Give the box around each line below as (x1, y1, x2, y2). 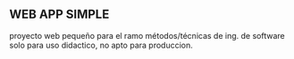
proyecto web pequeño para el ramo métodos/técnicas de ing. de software (9, 30, 285, 41)
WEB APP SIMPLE (9, 7, 110, 22)
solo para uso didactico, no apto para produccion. (9, 40, 194, 50)
